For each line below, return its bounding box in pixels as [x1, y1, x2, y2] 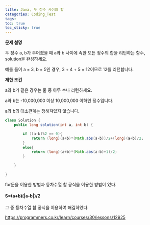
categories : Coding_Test [5, 12, 56, 17]
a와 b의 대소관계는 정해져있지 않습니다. [5, 108, 80, 114]
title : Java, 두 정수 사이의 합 [5, 7, 64, 12]
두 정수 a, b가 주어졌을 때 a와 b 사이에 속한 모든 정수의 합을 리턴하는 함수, [5, 50, 146, 56]
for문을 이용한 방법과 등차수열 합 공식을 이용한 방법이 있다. [5, 181, 117, 187]
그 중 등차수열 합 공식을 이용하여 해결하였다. [5, 204, 89, 210]
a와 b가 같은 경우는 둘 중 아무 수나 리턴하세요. [5, 87, 92, 93]
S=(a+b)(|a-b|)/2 [5, 193, 41, 199]
